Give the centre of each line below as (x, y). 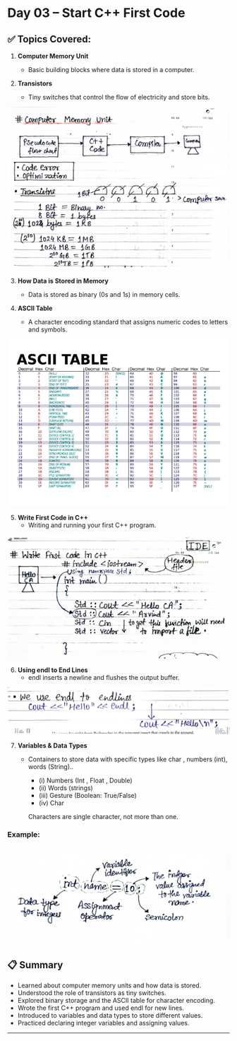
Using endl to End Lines (53, 670)
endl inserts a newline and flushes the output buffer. (104, 678)
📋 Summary (35, 965)
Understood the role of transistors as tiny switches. (92, 993)
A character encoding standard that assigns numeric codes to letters (128, 322)
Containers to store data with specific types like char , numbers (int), (128, 759)
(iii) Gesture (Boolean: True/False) (88, 795)
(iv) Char (51, 803)
